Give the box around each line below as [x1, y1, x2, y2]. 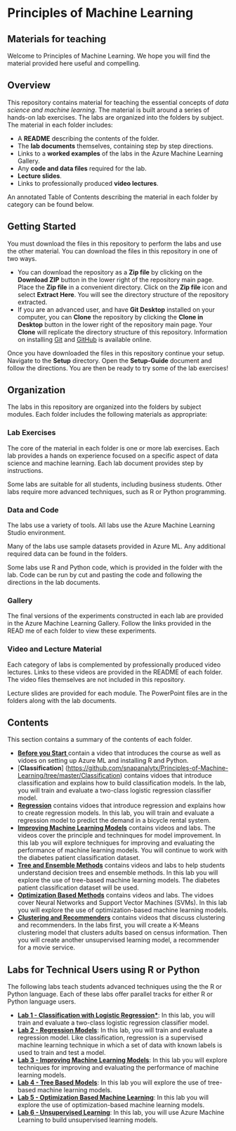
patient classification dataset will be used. [17, 883, 139, 892]
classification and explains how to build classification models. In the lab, [17, 779, 226, 788]
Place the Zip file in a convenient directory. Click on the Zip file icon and [17, 283, 228, 291]
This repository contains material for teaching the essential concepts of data [7, 98, 229, 106]
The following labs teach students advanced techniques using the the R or [7, 982, 223, 991]
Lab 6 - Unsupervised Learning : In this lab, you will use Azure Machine [17, 1108, 225, 1117]
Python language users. [7, 997, 76, 1006]
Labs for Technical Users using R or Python [7, 963, 200, 975]
